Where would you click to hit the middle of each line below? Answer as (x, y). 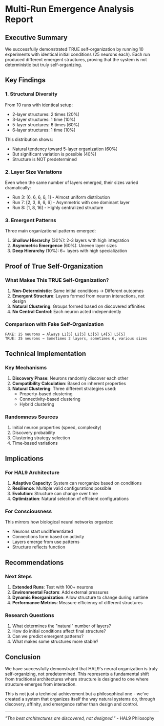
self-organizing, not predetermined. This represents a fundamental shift (77, 674)
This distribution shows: (29, 139)
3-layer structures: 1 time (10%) (44, 119)
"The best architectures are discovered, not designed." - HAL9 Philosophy (80, 718)
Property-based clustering (46, 394)
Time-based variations (35, 443)
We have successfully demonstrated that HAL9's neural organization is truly (81, 669)
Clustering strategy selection (41, 438)
